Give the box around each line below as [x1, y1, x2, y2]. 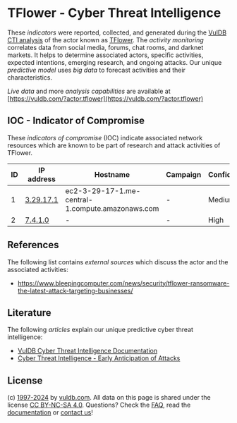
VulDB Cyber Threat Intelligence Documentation [17, 347, 158, 355]
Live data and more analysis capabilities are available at [7, 87, 171, 95]
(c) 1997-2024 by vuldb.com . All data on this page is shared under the [7, 393, 211, 402]
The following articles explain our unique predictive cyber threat [7, 326, 194, 334]
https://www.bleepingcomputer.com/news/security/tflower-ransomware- [17, 278, 230, 287]
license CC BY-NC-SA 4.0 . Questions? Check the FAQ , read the [7, 400, 191, 410]
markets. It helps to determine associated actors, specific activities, [7, 51, 204, 59]
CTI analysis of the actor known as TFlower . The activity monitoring [7, 35, 205, 44]
